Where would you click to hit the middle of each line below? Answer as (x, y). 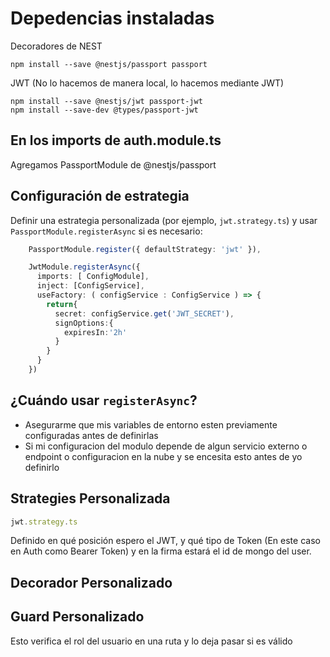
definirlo (42, 467)
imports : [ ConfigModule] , (93, 277)
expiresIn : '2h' (95, 332)
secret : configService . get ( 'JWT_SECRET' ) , (144, 313)
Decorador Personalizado (91, 582)
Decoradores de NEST (56, 46)
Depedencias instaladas (112, 18)
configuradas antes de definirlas (91, 435)
